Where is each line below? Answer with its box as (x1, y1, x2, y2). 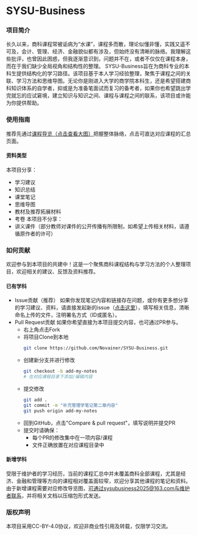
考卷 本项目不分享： (14, 215, 63, 222)
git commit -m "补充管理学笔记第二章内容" (23, 402, 118, 408)
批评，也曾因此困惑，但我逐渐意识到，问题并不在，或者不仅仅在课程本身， (11, 55, 191, 62)
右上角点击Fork (23, 326, 60, 333)
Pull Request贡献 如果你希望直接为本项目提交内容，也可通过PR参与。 (14, 319, 182, 326)
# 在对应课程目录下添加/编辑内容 (23, 374, 93, 380)
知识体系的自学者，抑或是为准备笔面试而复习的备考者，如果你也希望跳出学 (11, 85, 191, 92)
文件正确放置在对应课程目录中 (32, 441, 104, 448)
